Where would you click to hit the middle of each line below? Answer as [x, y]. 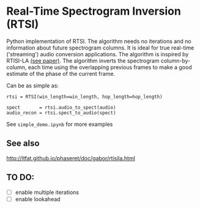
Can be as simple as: [33, 85]
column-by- [176, 61]
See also [23, 143]
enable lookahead [38, 199]
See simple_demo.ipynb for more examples [60, 124]
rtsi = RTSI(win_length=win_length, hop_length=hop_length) [85, 97]
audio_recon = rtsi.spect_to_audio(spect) [61, 113]
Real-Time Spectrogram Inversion [94, 11]
